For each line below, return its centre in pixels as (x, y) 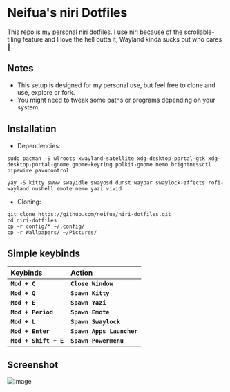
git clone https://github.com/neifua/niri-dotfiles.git (89, 214)
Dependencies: (39, 145)
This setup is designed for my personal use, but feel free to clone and (116, 85)
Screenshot (33, 365)
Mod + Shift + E (37, 341)
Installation (32, 129)
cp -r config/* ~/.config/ (46, 226)
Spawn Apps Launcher (104, 331)
